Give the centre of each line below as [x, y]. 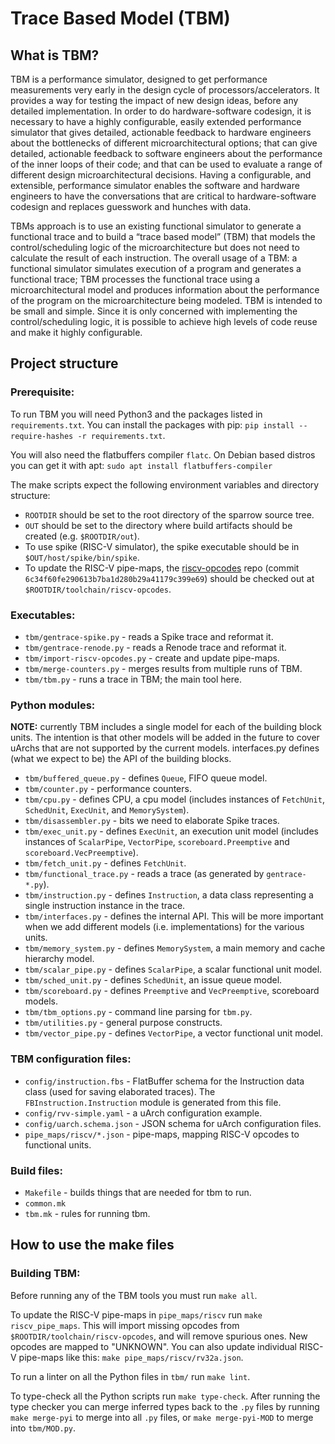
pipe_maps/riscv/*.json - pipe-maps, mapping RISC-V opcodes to [162, 1134]
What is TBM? [55, 55]
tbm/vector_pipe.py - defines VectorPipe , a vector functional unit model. [174, 1033]
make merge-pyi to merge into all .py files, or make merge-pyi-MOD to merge [162, 1417]
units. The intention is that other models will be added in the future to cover [165, 738]
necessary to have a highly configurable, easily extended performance [156, 121]
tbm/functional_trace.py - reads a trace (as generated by [144, 874]
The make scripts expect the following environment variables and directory [165, 484]
